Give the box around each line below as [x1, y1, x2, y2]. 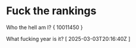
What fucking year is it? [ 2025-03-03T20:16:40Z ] [6, 35, 131, 42]
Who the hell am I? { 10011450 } [6, 24, 83, 31]
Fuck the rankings [6, 4, 97, 18]
